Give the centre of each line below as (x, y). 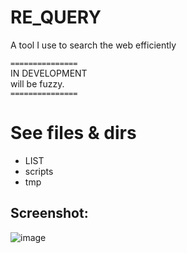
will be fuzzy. (37, 83)
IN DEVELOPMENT (49, 73)
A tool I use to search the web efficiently (93, 45)
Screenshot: (49, 213)
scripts (39, 171)
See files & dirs (73, 133)
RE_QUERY (56, 17)
